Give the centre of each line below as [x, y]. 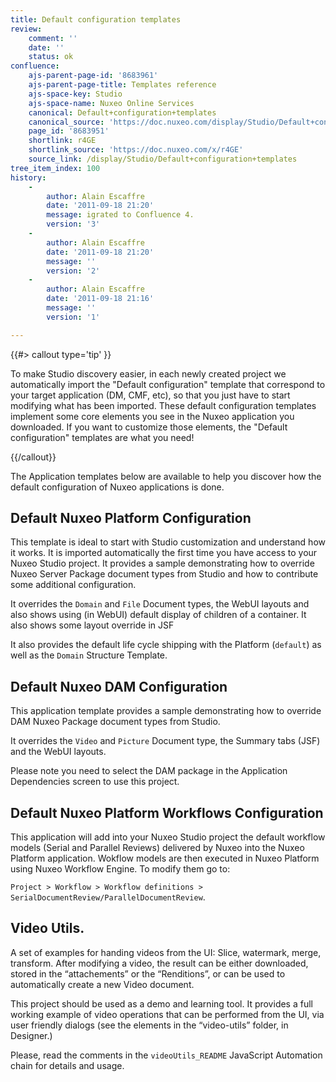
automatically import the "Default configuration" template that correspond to [168, 384]
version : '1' [73, 317]
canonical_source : [66, 122]
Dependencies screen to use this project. [95, 782]
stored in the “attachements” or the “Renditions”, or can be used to [148, 973]
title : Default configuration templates [96, 19]
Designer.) [31, 1035]
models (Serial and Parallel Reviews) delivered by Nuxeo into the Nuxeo [157, 848]
